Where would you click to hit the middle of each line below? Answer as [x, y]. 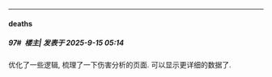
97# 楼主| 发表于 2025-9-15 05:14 [66, 43]
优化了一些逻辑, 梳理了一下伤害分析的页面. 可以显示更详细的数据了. [120, 64]
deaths [21, 23]
